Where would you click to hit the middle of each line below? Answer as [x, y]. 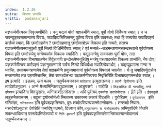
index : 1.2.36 [20, 9]
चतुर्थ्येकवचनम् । [18, 119]
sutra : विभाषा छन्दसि [23, 14]
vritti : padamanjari [27, 18]
